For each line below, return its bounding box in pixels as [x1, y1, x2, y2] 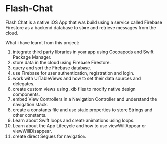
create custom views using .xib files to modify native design [12, 86, 136, 92]
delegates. [12, 80, 35, 87]
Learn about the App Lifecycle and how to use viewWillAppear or [12, 122, 146, 129]
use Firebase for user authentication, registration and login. [12, 70, 135, 76]
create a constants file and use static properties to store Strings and [12, 107, 153, 113]
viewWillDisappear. [12, 128, 52, 134]
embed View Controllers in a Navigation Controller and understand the [12, 96, 157, 102]
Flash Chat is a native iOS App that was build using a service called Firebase [5, 19, 162, 25]
